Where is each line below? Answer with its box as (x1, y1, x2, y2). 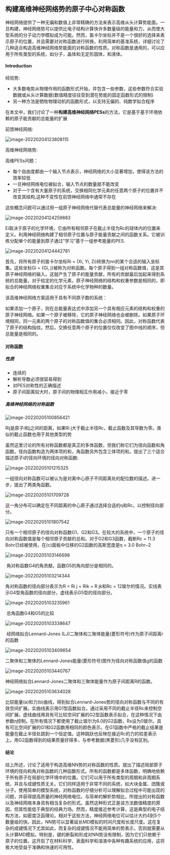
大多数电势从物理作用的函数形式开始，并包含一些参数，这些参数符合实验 (12, 86, 163, 92)
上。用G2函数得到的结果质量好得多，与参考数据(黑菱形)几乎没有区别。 (5, 737, 152, 743)
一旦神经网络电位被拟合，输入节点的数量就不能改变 (12, 181, 119, 187)
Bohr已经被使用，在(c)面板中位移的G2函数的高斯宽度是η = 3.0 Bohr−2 (5, 542, 151, 548)
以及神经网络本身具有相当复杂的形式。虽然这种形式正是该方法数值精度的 (5, 800, 156, 806)
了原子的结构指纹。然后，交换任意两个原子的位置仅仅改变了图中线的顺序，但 (5, 324, 165, 331)
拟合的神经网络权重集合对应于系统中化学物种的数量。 (5, 284, 116, 290)
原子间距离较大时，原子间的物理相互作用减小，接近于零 (12, 389, 128, 395)
